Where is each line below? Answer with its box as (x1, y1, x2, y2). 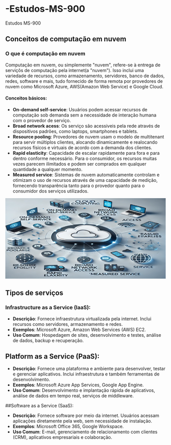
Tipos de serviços (5, 289, 64, 297)
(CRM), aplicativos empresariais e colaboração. (12, 434, 112, 440)
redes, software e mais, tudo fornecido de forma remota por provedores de (5, 78, 163, 84)
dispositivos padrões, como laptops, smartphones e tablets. (12, 128, 138, 134)
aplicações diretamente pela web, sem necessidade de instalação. (12, 418, 153, 424)
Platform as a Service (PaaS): (5, 352, 100, 361)
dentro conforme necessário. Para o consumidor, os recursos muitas (12, 155, 157, 161)
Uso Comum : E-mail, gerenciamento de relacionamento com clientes (12, 429, 158, 435)
